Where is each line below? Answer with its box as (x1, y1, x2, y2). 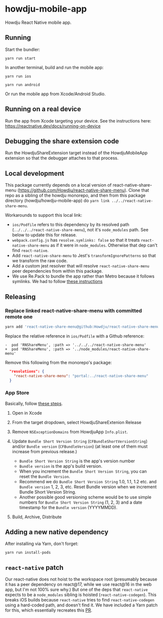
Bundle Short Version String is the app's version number (19, 458, 135, 464)
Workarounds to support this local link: (5, 212, 82, 218)
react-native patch (5, 563, 64, 572)
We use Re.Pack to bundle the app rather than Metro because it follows (12, 273, 155, 279)
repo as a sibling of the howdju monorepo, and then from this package (5, 193, 146, 198)
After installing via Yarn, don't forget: (5, 541, 79, 547)
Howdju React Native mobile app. (5, 19, 72, 25)
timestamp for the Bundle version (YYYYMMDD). (19, 504, 117, 510)
